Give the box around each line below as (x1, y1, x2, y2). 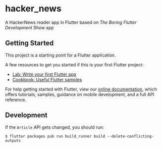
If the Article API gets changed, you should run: (5, 124, 104, 130)
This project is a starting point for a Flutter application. (5, 52, 116, 58)
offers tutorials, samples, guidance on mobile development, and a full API (5, 91, 155, 97)
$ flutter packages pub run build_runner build (5, 134, 106, 139)
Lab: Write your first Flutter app (12, 71, 77, 77)
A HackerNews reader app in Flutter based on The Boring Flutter (5, 19, 137, 25)
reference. (5, 97, 26, 102)
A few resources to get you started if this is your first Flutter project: (5, 61, 144, 67)
